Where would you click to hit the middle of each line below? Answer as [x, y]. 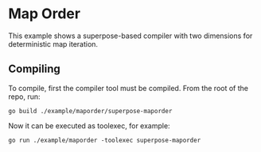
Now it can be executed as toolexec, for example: [89, 125]
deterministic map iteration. [53, 44]
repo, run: [24, 97]
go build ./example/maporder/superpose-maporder [90, 111]
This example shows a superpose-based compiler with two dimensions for [130, 36]
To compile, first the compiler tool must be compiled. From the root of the [129, 88]
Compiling [35, 69]
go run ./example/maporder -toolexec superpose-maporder [105, 140]
